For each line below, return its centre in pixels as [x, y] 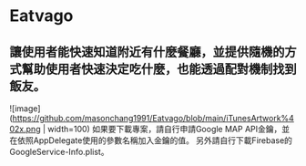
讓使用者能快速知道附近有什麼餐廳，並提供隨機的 [147, 52]
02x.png [25, 129]
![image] [25, 109]
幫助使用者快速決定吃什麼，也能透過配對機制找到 [159, 69]
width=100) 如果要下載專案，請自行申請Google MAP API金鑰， [165, 129]
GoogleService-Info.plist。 [59, 152]
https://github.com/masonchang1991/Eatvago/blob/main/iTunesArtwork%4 [153, 118]
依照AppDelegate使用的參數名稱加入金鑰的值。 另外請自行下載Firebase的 [155, 140]
